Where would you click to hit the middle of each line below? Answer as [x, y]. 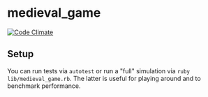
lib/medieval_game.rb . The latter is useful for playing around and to [104, 78]
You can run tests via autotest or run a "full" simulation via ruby [99, 70]
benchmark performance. [44, 86]
